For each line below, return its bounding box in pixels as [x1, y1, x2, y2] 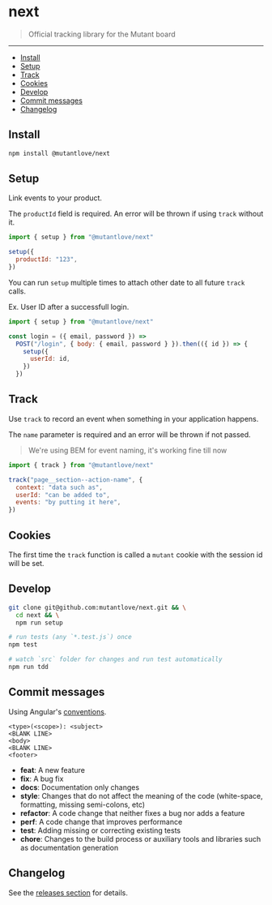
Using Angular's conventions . [8, 706, 107, 716]
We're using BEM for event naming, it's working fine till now [28, 445, 227, 455]
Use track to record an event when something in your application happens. [8, 414, 259, 423]
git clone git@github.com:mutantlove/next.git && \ [8, 603, 186, 611]
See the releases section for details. [8, 887, 128, 898]
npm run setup [15, 619, 63, 627]
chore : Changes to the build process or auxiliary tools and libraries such [19, 834, 261, 843]
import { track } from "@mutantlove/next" [8, 461, 154, 469]
